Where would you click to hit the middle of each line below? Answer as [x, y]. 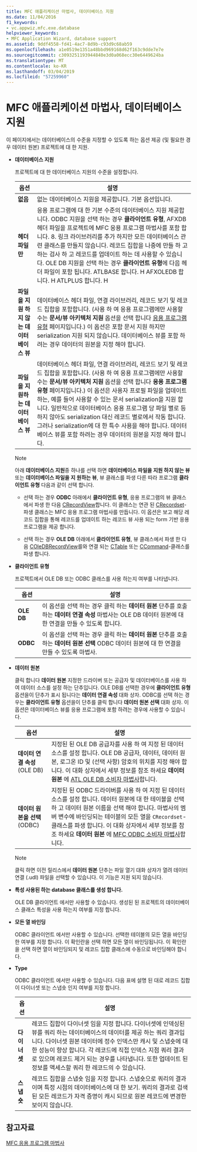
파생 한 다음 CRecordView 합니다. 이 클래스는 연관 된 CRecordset [109, 505]
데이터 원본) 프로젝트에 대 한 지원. [50, 147]
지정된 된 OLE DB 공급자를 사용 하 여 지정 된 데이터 [118, 744]
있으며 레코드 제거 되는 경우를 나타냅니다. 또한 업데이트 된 [113, 1059]
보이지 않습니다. [52, 1105]
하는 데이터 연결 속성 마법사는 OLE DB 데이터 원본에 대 [113, 615]
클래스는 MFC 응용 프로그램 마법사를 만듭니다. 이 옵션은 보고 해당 [109, 512]
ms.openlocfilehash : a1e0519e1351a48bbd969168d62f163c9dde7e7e [85, 50]
